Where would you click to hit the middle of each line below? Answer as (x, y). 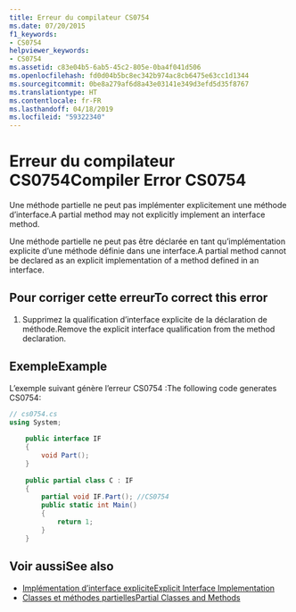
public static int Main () (90, 506)
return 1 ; (75, 522)
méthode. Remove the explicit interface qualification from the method (148, 329)
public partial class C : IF (79, 480)
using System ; (36, 422)
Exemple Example (58, 367)
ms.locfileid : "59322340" (57, 117)
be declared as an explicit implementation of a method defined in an (134, 261)
